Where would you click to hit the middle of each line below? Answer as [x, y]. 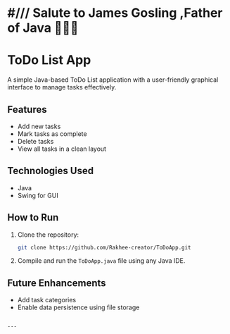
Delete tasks [36, 141]
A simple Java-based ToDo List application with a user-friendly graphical [113, 80]
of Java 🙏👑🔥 [43, 28]
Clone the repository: [48, 235]
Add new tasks [39, 126]
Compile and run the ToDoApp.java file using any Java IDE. [101, 261]
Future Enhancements [57, 283]
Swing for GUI [38, 195]
